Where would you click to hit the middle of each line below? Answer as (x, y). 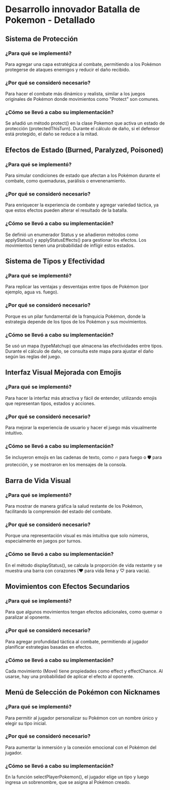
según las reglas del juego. (33, 357)
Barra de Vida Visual (38, 481)
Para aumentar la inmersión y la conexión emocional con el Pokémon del (81, 747)
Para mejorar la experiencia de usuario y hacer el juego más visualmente (81, 428)
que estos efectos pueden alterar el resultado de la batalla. (67, 210)
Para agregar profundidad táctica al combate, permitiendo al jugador (77, 642)
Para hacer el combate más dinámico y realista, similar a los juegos (75, 94)
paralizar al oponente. (28, 617)
